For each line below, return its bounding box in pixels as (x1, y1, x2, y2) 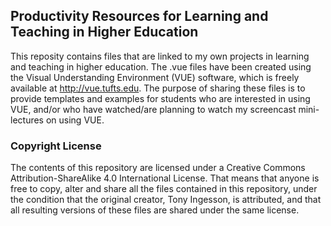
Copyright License (10, 139, 102, 153)
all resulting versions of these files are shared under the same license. (10, 204, 300, 216)
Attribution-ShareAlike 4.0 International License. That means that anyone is (10, 172, 320, 184)
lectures (10, 114, 44, 126)
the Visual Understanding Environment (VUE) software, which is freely (10, 71, 300, 83)
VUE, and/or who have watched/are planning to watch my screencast (10, 103, 297, 115)
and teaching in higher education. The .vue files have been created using (10, 60, 312, 73)
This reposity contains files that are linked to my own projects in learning (10, 50, 310, 62)
